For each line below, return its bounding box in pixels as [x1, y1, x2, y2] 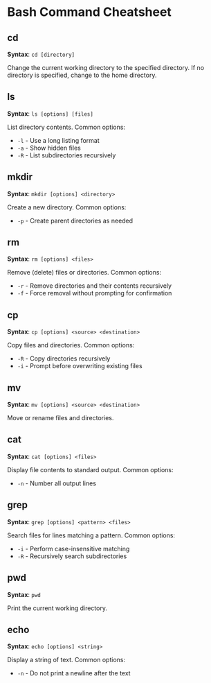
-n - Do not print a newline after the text [17, 669, 131, 677]
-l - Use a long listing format [17, 136, 100, 144]
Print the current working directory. [7, 604, 107, 612]
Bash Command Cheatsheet [7, 4, 172, 20]
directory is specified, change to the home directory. [7, 71, 157, 79]
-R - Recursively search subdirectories [17, 552, 127, 560]
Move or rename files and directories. [7, 414, 114, 422]
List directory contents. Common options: [7, 123, 126, 131]
